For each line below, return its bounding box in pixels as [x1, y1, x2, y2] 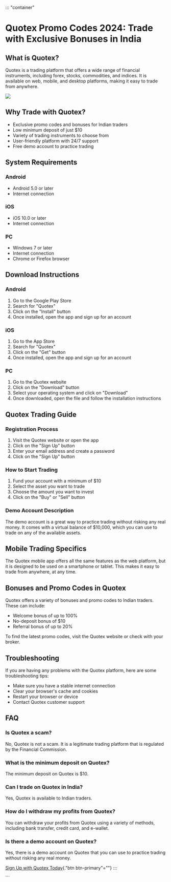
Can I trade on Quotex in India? [5, 784, 83, 790]
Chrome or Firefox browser [12, 256, 70, 262]
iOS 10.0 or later [12, 215, 47, 221]
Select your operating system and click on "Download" [12, 390, 128, 396]
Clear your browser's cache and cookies [12, 688, 99, 695]
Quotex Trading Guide [5, 410, 77, 419]
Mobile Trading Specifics [5, 544, 87, 553]
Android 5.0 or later [12, 185, 54, 191]
